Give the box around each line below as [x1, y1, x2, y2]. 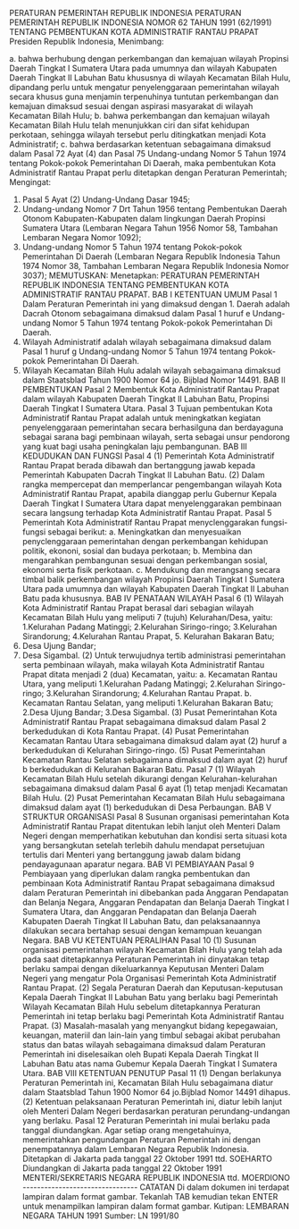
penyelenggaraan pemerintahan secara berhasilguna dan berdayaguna [21, 422, 284, 433]
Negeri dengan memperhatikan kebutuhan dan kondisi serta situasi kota [21, 830, 287, 841]
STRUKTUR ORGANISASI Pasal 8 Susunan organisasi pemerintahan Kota [21, 812, 290, 821]
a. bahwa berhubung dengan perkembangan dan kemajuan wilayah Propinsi [9, 54, 289, 63]
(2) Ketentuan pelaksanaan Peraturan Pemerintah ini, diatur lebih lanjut [21, 1097, 283, 1107]
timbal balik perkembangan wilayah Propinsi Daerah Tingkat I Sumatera [21, 574, 286, 585]
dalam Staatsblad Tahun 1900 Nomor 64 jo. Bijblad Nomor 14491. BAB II [21, 375, 286, 385]
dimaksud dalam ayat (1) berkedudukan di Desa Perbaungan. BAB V [21, 802, 272, 812]
